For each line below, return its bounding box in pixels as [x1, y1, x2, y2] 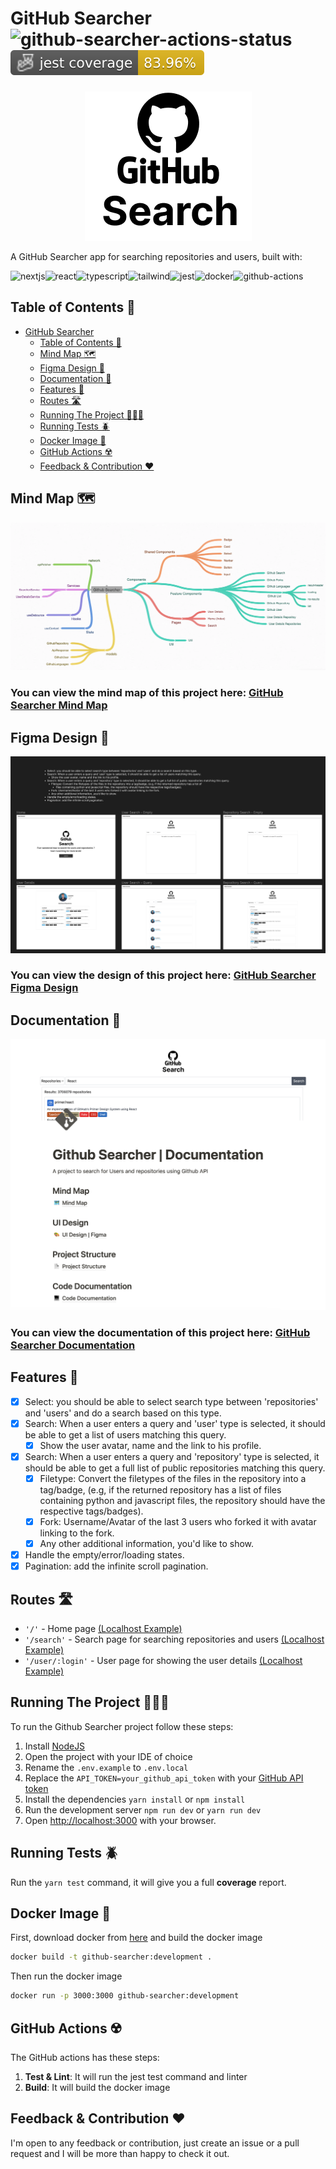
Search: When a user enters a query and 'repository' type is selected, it [24, 1450, 320, 1462]
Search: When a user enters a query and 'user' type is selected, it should [24, 1417, 326, 1429]
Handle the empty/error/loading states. [24, 1549, 185, 1561]
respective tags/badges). [39, 1505, 144, 1517]
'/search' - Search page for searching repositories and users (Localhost [24, 1633, 325, 1645]
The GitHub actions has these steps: [10, 2051, 160, 2063]
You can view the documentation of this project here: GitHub [10, 1325, 311, 1339]
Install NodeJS [24, 1740, 86, 1752]
